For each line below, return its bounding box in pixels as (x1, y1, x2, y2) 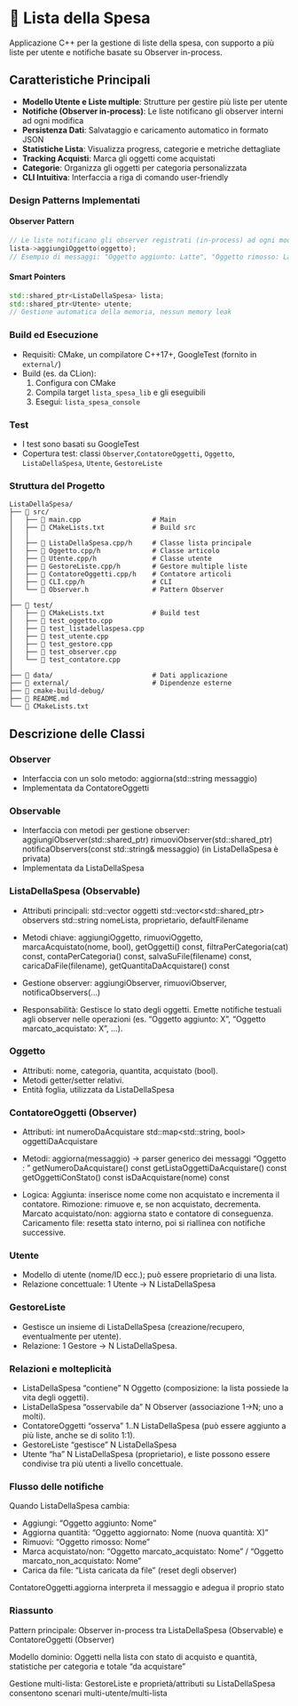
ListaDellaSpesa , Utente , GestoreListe (21, 457, 163, 468)
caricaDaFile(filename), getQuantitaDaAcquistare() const (21, 960, 231, 971)
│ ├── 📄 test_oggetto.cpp (9, 617, 114, 626)
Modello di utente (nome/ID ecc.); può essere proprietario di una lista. (21, 1269, 278, 1280)
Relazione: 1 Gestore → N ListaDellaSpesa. (21, 1340, 177, 1350)
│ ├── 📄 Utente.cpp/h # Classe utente (9, 555, 213, 564)
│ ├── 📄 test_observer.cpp (9, 648, 117, 657)
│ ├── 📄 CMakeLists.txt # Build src (9, 524, 197, 533)
